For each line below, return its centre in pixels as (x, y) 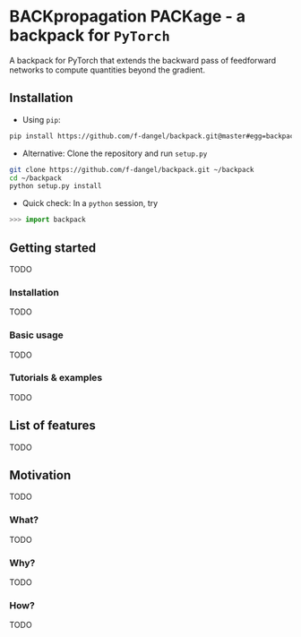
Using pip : (41, 119)
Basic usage (37, 335)
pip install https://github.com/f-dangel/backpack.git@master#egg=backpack (154, 136)
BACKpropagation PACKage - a (128, 17)
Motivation (40, 475)
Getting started (53, 248)
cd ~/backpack (36, 178)
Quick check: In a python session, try (90, 203)
